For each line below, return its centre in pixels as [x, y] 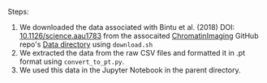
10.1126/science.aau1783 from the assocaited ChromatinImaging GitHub [139, 36]
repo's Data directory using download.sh [86, 44]
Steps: [18, 12]
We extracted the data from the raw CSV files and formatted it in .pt [132, 53]
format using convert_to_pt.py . [72, 61]
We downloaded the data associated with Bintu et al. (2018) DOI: [127, 27]
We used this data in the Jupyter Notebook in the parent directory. [130, 70]
